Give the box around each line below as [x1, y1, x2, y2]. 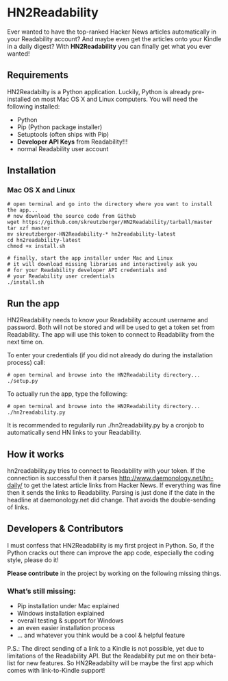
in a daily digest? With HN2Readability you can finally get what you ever [7, 42, 212, 50]
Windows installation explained [16, 610, 105, 618]
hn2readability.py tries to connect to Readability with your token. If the [7, 467, 205, 475]
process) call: [7, 359, 46, 367]
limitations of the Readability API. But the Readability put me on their [7, 651, 200, 660]
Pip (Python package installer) [16, 122, 103, 131]
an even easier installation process [16, 624, 115, 632]
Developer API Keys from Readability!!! [16, 137, 128, 146]
